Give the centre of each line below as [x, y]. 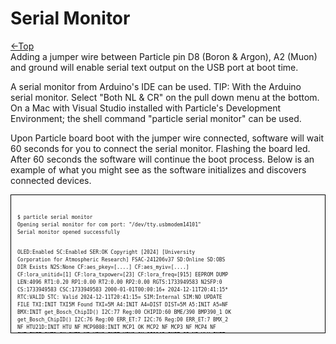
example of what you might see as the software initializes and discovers [158, 169]
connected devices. [51, 180]
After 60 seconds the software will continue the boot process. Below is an [162, 159]
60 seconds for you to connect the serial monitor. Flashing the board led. [160, 148]
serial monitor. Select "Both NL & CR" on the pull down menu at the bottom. [165, 97]
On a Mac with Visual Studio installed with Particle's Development [146, 108]
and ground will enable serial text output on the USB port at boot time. [154, 67]
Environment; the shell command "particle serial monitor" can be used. [156, 118]
